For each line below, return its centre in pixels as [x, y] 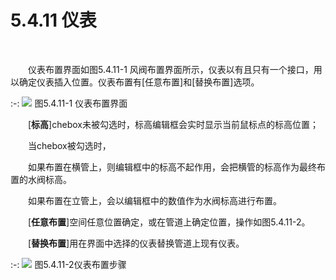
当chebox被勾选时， [70, 145]
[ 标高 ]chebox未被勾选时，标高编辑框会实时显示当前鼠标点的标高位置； [173, 124]
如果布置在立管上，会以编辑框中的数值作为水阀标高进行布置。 [155, 200]
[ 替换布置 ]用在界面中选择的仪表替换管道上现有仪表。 [136, 243]
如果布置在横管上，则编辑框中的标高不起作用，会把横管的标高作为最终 [172, 167]
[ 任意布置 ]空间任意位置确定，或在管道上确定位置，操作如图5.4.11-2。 [169, 222]
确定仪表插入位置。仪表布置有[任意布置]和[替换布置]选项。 [139, 82]
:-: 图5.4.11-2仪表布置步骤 [68, 264]
